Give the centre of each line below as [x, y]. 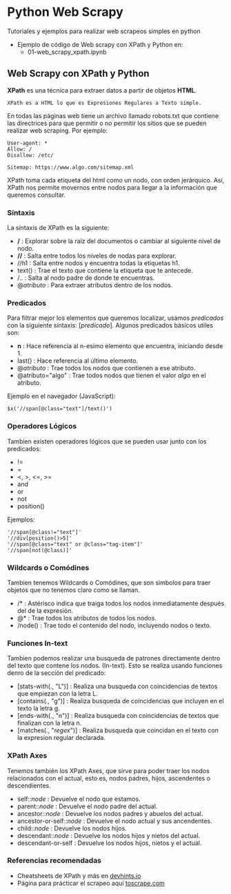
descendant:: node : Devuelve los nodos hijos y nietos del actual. [109, 835]
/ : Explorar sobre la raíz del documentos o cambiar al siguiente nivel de [119, 241]
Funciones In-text [37, 643]
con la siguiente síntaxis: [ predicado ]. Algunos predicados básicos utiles [110, 325]
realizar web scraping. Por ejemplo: [58, 130]
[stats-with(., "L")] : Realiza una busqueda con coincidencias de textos [117, 686]
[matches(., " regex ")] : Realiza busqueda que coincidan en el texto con [118, 730]
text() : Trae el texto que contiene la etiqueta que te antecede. [105, 271]
